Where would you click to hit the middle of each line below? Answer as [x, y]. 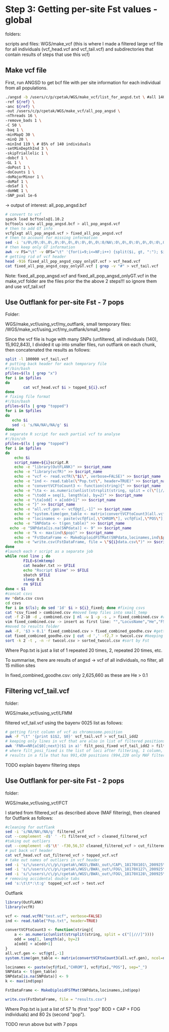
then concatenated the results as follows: [48, 350]
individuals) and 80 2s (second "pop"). [45, 1014]
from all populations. [26, 88]
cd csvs [13, 603]
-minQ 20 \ [17, 139]
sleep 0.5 [33, 580]
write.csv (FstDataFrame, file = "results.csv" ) [56, 999]
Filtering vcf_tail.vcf [37, 691]
